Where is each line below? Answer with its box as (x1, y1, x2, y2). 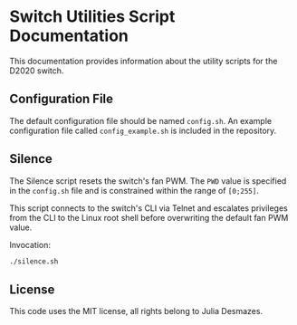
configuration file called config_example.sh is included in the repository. (9, 125, 277, 136)
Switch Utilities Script (9, 6, 176, 27)
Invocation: (9, 239, 52, 250)
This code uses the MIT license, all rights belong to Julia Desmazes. (9, 306, 263, 317)
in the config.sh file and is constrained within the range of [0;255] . (9, 185, 260, 196)
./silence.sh (9, 256, 59, 266)
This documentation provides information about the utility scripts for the (9, 55, 278, 66)
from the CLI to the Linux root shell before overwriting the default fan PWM (9, 212, 289, 223)
